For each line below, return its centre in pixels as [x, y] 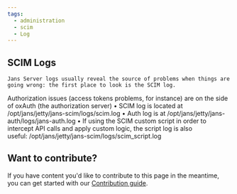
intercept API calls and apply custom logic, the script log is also [100, 129]
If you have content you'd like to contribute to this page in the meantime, [114, 176]
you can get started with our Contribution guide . [78, 183]
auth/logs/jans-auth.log [42, 121]
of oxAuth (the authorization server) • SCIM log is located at [95, 106]
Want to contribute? [53, 158]
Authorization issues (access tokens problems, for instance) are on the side [118, 98]
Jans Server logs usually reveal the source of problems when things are [119, 79]
